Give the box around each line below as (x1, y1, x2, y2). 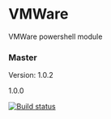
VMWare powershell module (8, 32, 103, 41)
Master (8, 52, 38, 63)
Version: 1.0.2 (8, 70, 54, 80)
